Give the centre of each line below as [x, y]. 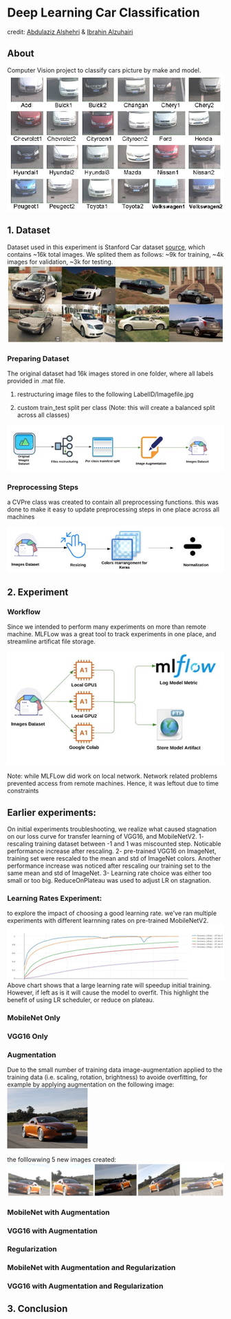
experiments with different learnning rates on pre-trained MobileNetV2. [108, 921]
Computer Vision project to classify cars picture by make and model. [104, 70]
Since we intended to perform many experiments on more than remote [107, 627]
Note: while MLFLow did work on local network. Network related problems [112, 776]
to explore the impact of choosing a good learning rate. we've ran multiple [112, 913]
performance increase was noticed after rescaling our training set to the [109, 866]
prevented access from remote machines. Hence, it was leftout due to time [113, 783]
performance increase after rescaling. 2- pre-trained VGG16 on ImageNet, [112, 851]
